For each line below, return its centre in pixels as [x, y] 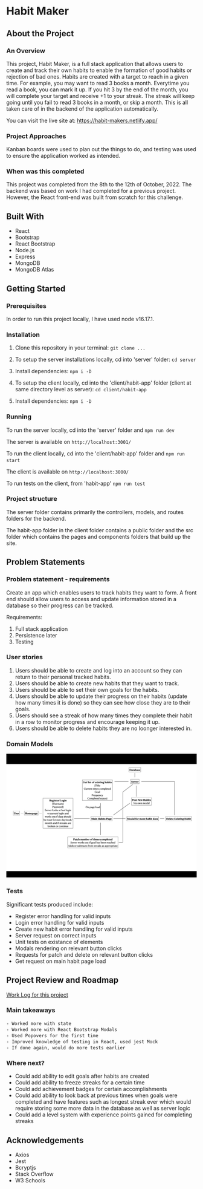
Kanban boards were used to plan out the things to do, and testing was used [101, 149]
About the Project [40, 34]
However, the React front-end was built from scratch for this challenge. [95, 197]
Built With [25, 216]
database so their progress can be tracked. [60, 605]
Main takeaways [31, 1010]
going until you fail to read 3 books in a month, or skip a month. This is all [97, 102]
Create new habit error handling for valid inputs [74, 929]
